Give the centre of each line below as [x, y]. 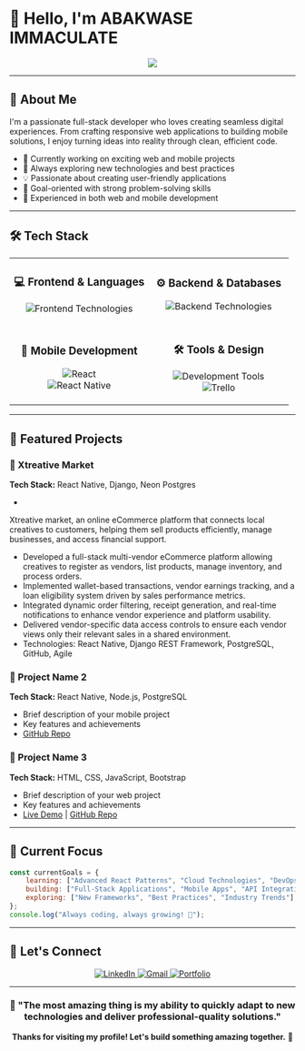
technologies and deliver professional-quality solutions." [152, 1016]
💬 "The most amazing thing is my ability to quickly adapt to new [152, 1006]
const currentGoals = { [54, 873]
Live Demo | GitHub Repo [70, 814]
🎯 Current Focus [56, 851]
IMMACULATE [64, 38]
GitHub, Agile [47, 653]
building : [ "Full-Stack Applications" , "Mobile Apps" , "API [142, 889]
